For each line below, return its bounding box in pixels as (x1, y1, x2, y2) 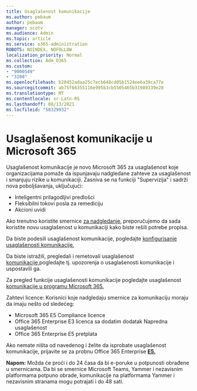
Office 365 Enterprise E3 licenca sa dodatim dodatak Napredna (14, 318, 168, 325)
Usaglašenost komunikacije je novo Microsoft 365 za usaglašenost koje (6, 164, 179, 171)
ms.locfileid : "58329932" (6, 107, 69, 113)
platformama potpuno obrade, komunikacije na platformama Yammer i (6, 372, 175, 379)
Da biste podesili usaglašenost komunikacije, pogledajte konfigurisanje (6, 235, 177, 242)
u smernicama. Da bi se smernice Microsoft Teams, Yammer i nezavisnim (6, 366, 183, 373)
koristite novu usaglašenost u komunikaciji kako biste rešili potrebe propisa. (6, 224, 189, 231)
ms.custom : (6, 63, 33, 69)
